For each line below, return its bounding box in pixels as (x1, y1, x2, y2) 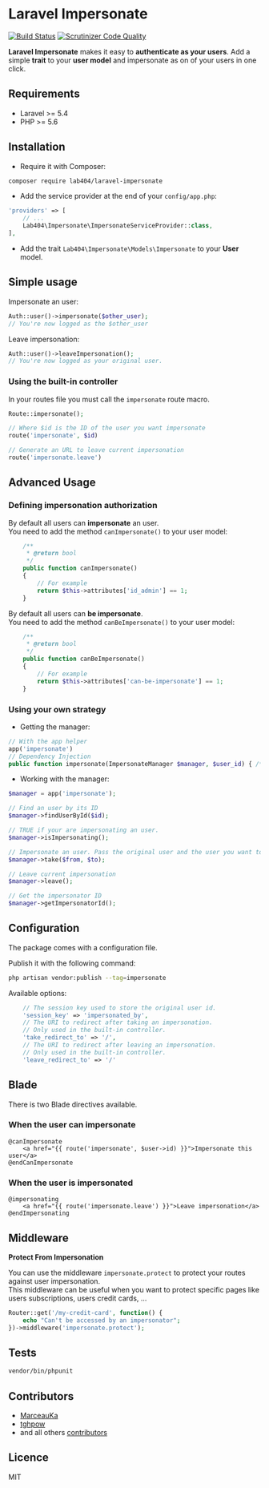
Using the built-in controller (8, 376, 118, 387)
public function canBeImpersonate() (22, 655, 146, 663)
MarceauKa (19, 1411, 58, 1421)
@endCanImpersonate (8, 1159, 74, 1167)
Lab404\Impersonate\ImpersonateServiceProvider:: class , (22, 222, 214, 230)
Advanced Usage (8, 476, 96, 490)
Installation (8, 140, 66, 154)
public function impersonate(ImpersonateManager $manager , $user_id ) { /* (8, 760, 263, 768)
